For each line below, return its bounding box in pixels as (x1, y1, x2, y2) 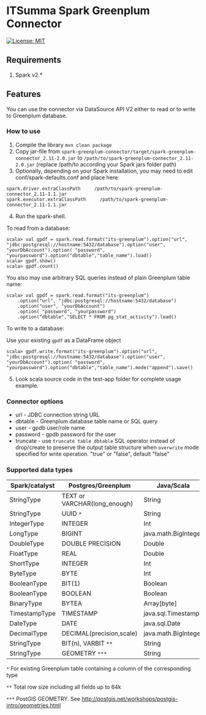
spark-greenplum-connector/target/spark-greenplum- (61, 149, 196, 155)
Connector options (6, 397, 64, 405)
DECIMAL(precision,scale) (61, 629, 138, 638)
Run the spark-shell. (15, 213, 66, 220)
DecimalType (9, 629, 48, 638)
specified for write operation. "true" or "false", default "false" (15, 450, 170, 458)
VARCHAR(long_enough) (61, 499, 134, 508)
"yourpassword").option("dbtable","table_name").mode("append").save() (6, 364, 193, 370)
